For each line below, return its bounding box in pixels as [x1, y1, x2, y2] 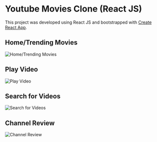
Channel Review [5, 119, 55, 127]
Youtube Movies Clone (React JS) [5, 3, 143, 14]
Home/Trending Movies [5, 39, 78, 47]
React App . [5, 24, 28, 30]
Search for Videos [5, 92, 61, 100]
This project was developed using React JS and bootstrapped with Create [5, 19, 152, 25]
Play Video [5, 65, 38, 73]
